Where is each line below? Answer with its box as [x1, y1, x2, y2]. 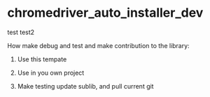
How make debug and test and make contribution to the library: [7, 41, 190, 50]
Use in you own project [17, 68, 85, 77]
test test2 [7, 28, 35, 36]
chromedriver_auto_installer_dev [7, 5, 204, 21]
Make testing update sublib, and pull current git [17, 82, 154, 90]
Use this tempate [17, 54, 67, 64]
